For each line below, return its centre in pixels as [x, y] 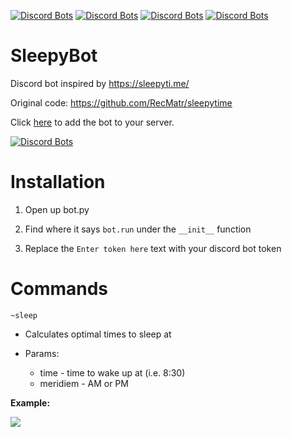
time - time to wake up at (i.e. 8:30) [112, 372]
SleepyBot [54, 56]
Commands [59, 289]
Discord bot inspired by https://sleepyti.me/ [100, 83]
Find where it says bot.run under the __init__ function [138, 229]
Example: [30, 402]
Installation [58, 182]
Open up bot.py [57, 209]
